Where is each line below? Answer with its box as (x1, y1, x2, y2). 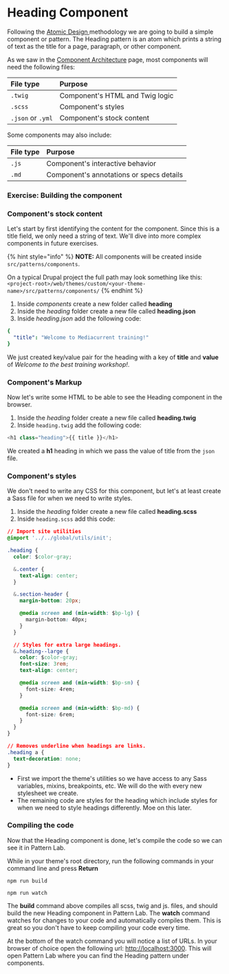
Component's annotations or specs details (46, 170, 184, 180)
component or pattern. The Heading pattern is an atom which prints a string (7, 34, 221, 43)
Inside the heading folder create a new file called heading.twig (17, 414, 197, 422)
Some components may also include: (7, 131, 112, 139)
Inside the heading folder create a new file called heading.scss (17, 508, 197, 516)
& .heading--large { (13, 648, 69, 655)
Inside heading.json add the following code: (17, 314, 142, 323)
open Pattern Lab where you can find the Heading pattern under (7, 951, 189, 960)
